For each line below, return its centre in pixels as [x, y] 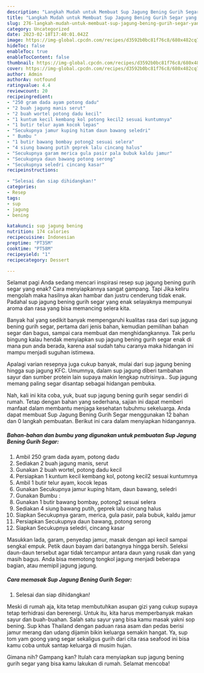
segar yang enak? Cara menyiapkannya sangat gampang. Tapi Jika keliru [98, 289]
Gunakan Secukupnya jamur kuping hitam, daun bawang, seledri [96, 489]
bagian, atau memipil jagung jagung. [52, 565]
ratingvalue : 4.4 [29, 86]
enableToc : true [27, 52]
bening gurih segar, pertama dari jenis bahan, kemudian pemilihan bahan [98, 326]
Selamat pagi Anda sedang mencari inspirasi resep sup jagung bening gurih [101, 283]
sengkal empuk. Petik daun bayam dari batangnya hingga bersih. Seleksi [97, 546]
